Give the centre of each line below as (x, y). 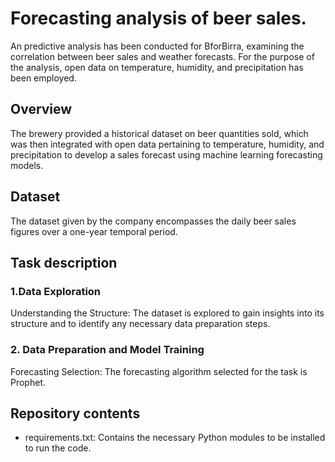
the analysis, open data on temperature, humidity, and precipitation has (157, 67)
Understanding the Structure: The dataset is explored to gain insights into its (167, 313)
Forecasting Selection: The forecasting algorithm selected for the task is (159, 371)
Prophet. (28, 382)
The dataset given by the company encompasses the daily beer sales (153, 221)
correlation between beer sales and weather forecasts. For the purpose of (162, 56)
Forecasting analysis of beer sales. (158, 18)
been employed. (43, 78)
